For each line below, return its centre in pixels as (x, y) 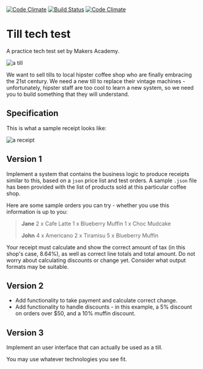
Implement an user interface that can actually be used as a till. (85, 348)
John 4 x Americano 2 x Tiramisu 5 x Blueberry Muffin (90, 235)
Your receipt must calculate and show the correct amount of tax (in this (96, 247)
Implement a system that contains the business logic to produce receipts (98, 174)
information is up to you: (37, 211)
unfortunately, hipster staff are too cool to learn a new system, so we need (100, 87)
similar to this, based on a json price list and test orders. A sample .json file (102, 180)
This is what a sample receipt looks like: (57, 128)
